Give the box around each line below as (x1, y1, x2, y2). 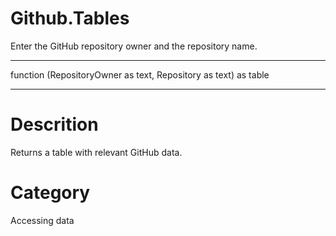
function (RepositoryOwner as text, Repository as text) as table (10, 68, 270, 81)
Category (10, 182, 91, 204)
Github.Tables (10, 7, 130, 30)
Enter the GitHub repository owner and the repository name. (10, 40, 258, 52)
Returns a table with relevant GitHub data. (10, 146, 183, 158)
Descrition (10, 113, 99, 136)
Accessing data (10, 214, 75, 226)
